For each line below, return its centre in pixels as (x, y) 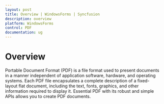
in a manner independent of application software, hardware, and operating (80, 75)
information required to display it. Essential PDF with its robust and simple (80, 91)
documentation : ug (24, 32)
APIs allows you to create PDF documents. (48, 96)
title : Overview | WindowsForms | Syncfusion (52, 14)
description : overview (28, 19)
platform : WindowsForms (29, 23)
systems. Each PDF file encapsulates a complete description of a (71, 80)
